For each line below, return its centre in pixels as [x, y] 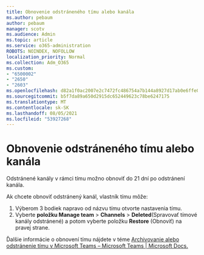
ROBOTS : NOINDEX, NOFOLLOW [40, 51]
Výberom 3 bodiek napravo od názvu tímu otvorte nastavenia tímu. [98, 208]
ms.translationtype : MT [36, 102]
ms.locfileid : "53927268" [39, 119]
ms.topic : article [29, 40]
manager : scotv [25, 29]
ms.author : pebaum [29, 18]
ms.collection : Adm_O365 [38, 62]
